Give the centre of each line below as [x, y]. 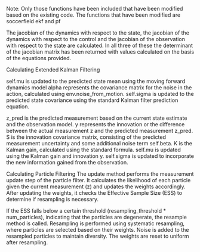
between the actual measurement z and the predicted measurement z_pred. [100, 131]
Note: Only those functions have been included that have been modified [95, 9]
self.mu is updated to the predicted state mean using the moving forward [96, 81]
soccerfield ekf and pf [33, 21]
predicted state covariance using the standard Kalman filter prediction [92, 100]
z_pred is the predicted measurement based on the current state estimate [97, 118]
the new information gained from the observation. [67, 162]
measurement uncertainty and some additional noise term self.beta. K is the [99, 143]
